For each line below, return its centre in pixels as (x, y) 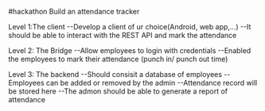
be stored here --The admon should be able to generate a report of (118, 91)
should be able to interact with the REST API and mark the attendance (123, 35)
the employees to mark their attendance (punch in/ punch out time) (118, 59)
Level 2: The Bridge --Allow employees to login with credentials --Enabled (130, 50)
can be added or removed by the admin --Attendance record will (152, 83)
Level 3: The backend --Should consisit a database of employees (115, 74)
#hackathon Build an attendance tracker (74, 11)
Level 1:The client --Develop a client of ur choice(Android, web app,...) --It (130, 27)
